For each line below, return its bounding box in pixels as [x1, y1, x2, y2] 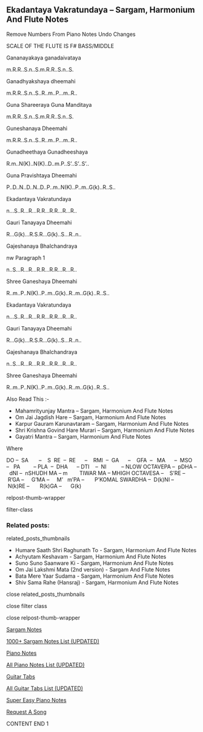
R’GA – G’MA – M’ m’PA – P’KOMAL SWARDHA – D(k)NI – [7, 476, 175, 483]
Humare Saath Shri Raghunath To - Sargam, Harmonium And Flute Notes [15, 547, 197, 554]
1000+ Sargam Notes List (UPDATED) [6, 638, 100, 645]
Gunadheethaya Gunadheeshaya [6, 148, 88, 156]
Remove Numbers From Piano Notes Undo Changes [6, 30, 136, 38]
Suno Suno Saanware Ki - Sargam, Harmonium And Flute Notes [15, 559, 174, 567]
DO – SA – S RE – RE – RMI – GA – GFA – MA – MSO [6, 456, 193, 463]
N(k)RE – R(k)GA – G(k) [7, 482, 82, 490]
